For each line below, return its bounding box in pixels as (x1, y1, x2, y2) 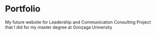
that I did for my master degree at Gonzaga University (5, 24, 112, 30)
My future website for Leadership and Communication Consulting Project (5, 19, 151, 25)
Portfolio (5, 3, 41, 14)
